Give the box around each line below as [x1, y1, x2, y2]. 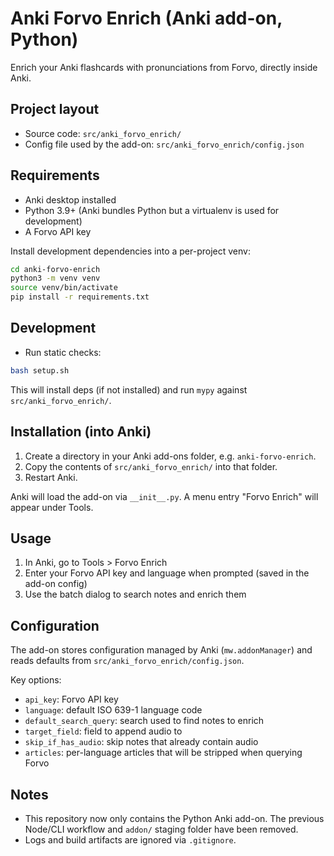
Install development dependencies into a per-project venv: [10, 245, 251, 257]
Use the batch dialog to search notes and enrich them [24, 588, 247, 601]
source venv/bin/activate [10, 283, 118, 293]
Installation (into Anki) [10, 423, 152, 441]
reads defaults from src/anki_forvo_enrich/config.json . [10, 655, 245, 667]
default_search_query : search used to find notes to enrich [24, 715, 265, 727]
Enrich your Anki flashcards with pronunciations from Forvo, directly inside [10, 61, 318, 73]
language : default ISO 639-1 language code [24, 704, 203, 716]
